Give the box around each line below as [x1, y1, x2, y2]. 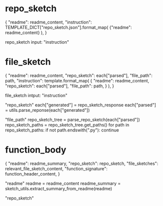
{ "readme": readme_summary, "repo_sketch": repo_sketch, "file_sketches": [5, 160, 159, 166]
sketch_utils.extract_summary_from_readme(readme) [5, 185, 112, 191]
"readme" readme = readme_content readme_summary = [5, 180, 121, 186]
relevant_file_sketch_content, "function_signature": [5, 165, 108, 172]
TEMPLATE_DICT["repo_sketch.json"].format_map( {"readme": [5, 24, 132, 30]
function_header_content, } [5, 171, 60, 177]
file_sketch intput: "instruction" [5, 92, 68, 98]
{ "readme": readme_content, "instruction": [5, 19, 92, 25]
